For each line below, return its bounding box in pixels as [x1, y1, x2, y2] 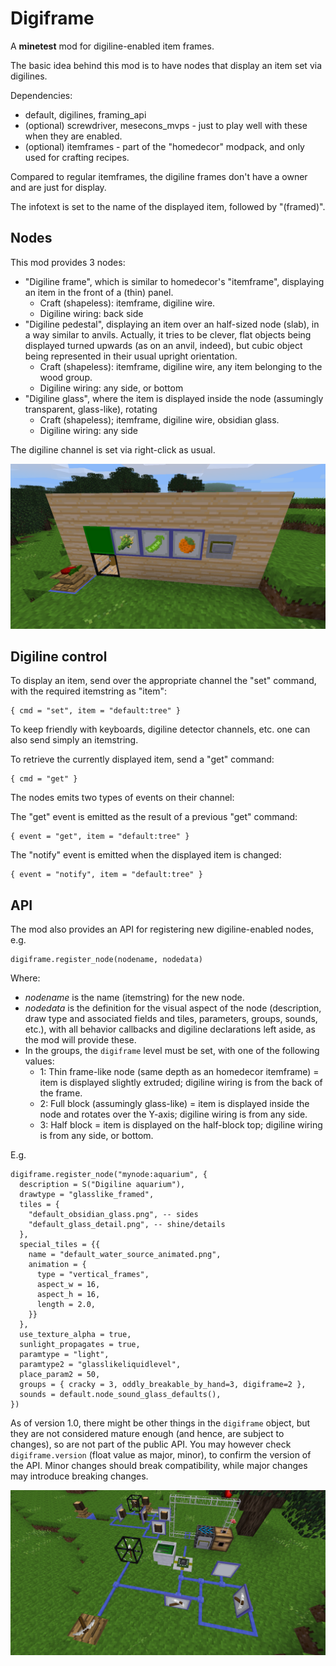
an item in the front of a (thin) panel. [24, 286, 174, 298]
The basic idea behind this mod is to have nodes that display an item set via [10, 59, 323, 71]
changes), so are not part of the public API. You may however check [10, 1438, 292, 1451]
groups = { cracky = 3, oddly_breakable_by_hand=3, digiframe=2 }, [19, 1380, 307, 1390]
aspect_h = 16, [36, 1290, 101, 1300]
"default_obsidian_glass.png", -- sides [28, 1210, 199, 1220]
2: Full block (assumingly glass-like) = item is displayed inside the [39, 1098, 310, 1110]
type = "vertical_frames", [36, 1270, 150, 1280]
